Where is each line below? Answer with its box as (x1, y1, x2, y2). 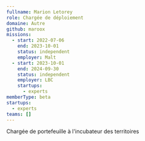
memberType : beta (6, 94, 51, 100)
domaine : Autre (6, 20, 45, 26)
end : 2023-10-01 (17, 43, 60, 49)
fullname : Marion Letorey (6, 9, 72, 15)
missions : (6, 32, 32, 38)
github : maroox (6, 26, 45, 32)
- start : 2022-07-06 (12, 37, 65, 43)
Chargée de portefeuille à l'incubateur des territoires (6, 128, 139, 135)
